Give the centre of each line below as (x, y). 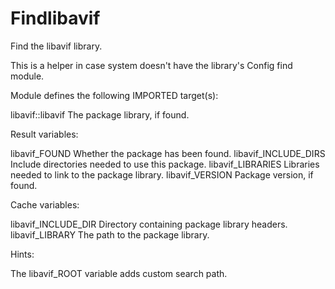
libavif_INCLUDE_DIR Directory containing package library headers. (149, 224)
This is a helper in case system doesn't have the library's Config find (151, 65)
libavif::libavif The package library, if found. (100, 114)
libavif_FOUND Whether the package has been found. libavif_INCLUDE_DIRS (168, 153)
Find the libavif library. (56, 46)
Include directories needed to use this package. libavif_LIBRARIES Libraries (165, 164)
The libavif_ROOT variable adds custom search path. (119, 273)
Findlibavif (55, 18)
